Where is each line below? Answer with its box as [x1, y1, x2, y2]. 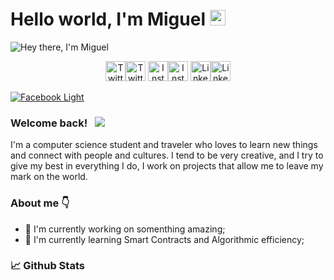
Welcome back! [10, 116, 88, 130]
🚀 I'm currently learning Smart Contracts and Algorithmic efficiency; [24, 233, 305, 245]
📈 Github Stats [10, 259, 85, 273]
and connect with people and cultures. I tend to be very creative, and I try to [10, 149, 324, 162]
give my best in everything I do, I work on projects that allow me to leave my [10, 160, 324, 172]
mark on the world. [10, 171, 88, 183]
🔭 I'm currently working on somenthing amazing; [24, 223, 226, 235]
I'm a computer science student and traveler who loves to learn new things [10, 139, 318, 151]
